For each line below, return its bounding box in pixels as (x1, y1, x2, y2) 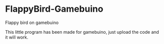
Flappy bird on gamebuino (5, 20, 59, 25)
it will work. (5, 34, 29, 40)
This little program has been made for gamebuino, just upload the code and (5, 29, 160, 35)
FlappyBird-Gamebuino (5, 3, 104, 15)
